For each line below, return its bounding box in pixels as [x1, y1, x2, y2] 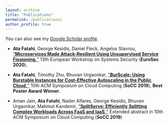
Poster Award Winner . [12, 88, 61, 94]
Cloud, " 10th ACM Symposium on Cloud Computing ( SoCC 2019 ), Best [12, 83, 162, 89]
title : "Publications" [5, 12, 54, 17]
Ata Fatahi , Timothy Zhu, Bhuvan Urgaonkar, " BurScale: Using [12, 72, 145, 78]
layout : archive [5, 7, 40, 13]
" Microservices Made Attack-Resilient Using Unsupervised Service [12, 51, 159, 57]
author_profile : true [5, 21, 52, 27]
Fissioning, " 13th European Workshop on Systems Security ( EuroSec [12, 57, 159, 63]
